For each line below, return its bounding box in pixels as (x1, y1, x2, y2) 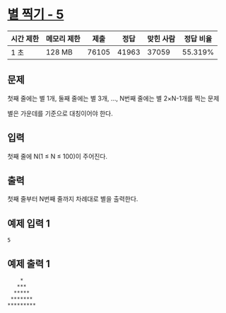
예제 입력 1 (7, 217, 51, 229)
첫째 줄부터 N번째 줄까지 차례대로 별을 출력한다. (7, 195, 138, 203)
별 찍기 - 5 (7, 6, 64, 23)
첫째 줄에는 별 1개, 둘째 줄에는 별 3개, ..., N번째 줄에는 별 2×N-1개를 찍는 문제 (7, 93, 220, 103)
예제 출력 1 (7, 258, 51, 270)
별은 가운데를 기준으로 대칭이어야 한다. (7, 109, 113, 118)
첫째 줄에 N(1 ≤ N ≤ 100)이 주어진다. (7, 152, 108, 160)
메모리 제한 (45, 33, 81, 43)
